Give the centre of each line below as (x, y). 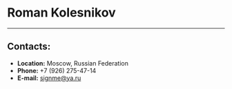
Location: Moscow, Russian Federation (73, 63)
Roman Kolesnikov (61, 13)
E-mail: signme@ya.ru (49, 78)
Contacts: (29, 47)
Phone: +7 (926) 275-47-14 (57, 70)
